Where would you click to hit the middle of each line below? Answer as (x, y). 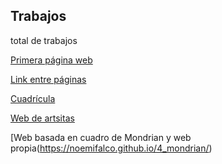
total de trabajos (44, 40)
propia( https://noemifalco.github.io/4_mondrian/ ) (111, 148)
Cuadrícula (33, 98)
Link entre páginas (48, 79)
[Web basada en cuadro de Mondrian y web (101, 137)
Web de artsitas (42, 118)
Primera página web (51, 60)
